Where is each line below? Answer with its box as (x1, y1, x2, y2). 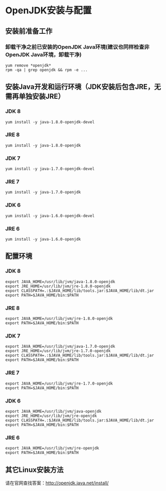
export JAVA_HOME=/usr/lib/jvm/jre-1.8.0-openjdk (5, 316, 113, 322)
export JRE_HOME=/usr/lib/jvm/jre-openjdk (5, 413, 97, 418)
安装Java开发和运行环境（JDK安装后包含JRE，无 (5, 82, 161, 91)
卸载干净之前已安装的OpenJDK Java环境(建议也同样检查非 (5, 43, 150, 50)
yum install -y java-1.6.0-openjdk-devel (5, 213, 95, 218)
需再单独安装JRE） (5, 92, 65, 101)
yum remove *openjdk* (5, 62, 52, 68)
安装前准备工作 (5, 27, 53, 35)
